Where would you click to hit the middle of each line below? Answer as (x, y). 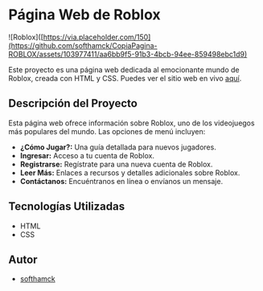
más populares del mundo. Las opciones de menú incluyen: (107, 131)
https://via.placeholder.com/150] (97, 37)
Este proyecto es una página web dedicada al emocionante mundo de (124, 69)
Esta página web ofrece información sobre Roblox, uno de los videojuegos (131, 123)
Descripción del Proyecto (73, 103)
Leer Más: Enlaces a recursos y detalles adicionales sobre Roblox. (130, 172)
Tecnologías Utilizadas (67, 207)
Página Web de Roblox (84, 15)
